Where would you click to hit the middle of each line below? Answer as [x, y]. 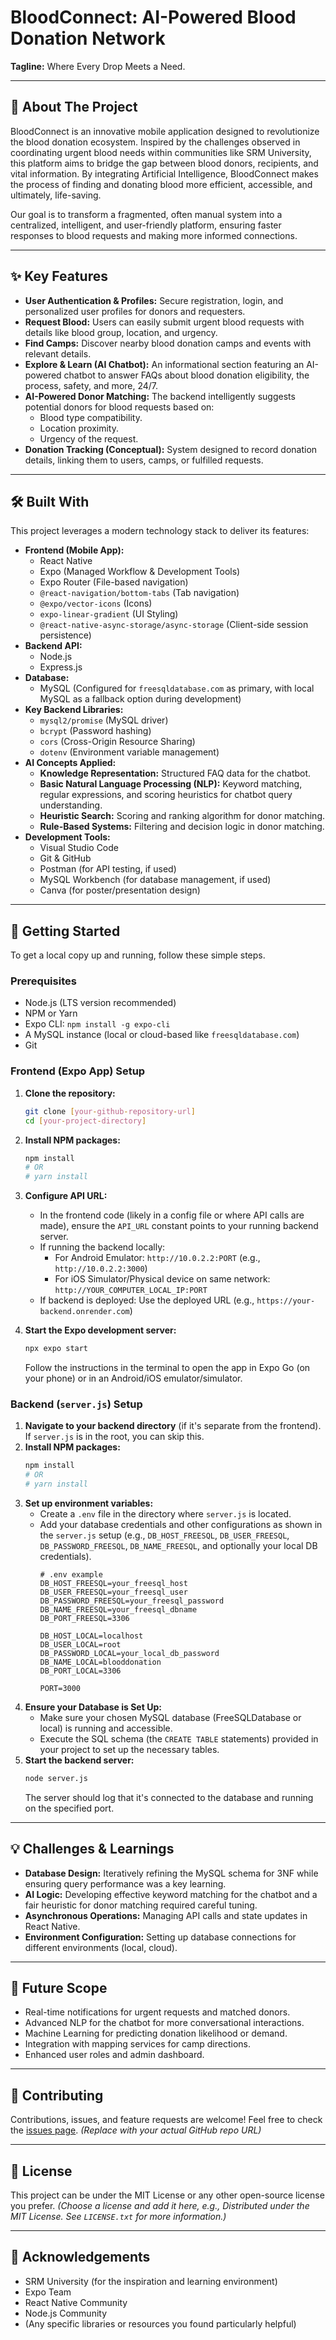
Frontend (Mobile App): [74, 550]
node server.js [56, 1778]
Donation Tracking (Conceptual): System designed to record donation [171, 449]
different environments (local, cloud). [101, 1947]
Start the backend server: [79, 1760]
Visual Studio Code [79, 848]
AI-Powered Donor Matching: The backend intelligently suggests [160, 396]
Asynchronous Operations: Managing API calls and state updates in [166, 1915]
